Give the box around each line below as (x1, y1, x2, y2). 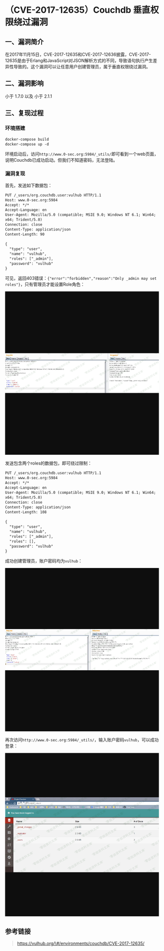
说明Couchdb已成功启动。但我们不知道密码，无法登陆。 (5, 157, 118, 163)
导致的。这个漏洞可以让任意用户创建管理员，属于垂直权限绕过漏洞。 (13, 64, 150, 69)
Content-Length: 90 (5, 232, 45, 237)
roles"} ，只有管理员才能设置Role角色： (5, 281, 85, 287)
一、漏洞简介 (5, 38, 44, 46)
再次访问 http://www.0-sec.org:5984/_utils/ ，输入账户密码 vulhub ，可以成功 (5, 737, 159, 743)
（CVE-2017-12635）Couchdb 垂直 (5, 4, 150, 16)
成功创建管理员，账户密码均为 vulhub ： (5, 558, 82, 564)
